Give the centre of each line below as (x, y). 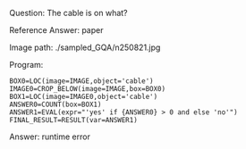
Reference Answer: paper (56, 30)
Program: (26, 65)
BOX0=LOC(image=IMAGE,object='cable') (81, 81)
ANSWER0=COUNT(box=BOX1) (55, 104)
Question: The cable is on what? (68, 13)
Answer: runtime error (50, 137)
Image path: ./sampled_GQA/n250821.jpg (85, 47)
